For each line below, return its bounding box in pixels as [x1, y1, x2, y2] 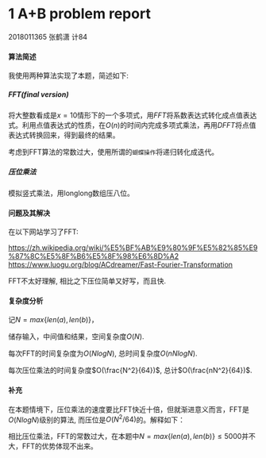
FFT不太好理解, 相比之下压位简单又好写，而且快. [8, 276, 167, 286]
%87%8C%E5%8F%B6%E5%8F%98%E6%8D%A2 [8, 252, 179, 261]
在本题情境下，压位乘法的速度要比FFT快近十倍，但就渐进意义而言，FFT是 [8, 404, 250, 414]
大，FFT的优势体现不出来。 [8, 441, 98, 451]
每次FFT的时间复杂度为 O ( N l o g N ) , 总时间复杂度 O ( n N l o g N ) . [8, 348, 198, 358]
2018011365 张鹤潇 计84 [8, 32, 88, 41]
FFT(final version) [8, 89, 69, 99]
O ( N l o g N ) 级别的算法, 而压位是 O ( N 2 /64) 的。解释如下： [8, 414, 185, 425]
